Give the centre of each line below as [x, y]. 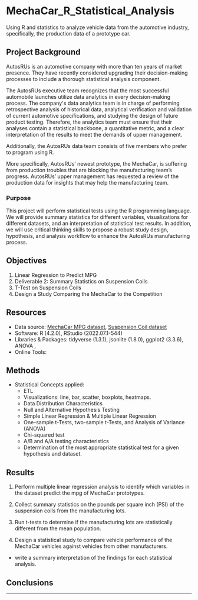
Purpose [19, 198]
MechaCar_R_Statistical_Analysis [90, 11]
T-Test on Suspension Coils [48, 288]
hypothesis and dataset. [53, 454]
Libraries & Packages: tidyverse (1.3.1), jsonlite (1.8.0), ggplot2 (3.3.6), [99, 339]
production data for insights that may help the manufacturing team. [88, 182]
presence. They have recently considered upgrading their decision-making [97, 73]
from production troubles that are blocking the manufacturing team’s [89, 170]
